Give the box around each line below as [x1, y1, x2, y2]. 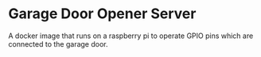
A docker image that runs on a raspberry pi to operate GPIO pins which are [8, 31, 254, 40]
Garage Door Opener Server [8, 5, 197, 23]
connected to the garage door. [8, 39, 108, 48]
